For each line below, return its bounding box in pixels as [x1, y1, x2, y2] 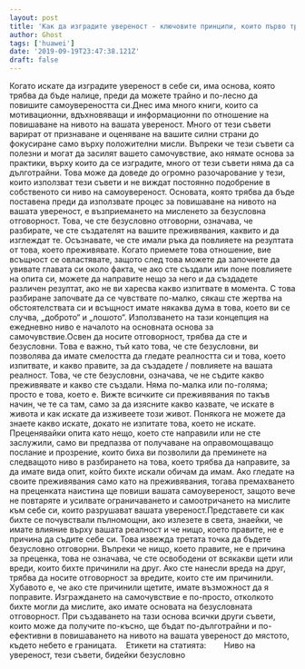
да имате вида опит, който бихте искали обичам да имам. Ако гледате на [9, 467, 295, 477]
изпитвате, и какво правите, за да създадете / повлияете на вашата [9, 360, 273, 370]
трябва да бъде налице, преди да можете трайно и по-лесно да [9, 90, 259, 101]
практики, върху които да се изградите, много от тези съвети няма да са [9, 158, 295, 168]
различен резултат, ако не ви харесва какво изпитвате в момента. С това [9, 283, 296, 293]
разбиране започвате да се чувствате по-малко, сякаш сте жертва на [9, 292, 283, 303]
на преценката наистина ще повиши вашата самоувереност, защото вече [9, 486, 296, 496]
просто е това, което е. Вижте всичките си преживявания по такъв [9, 389, 271, 399]
